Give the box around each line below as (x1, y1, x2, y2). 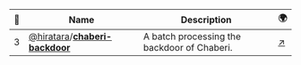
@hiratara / (28, 30, 73, 43)
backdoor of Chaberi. (142, 42, 233, 53)
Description (180, 13, 232, 26)
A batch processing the (142, 30, 242, 43)
